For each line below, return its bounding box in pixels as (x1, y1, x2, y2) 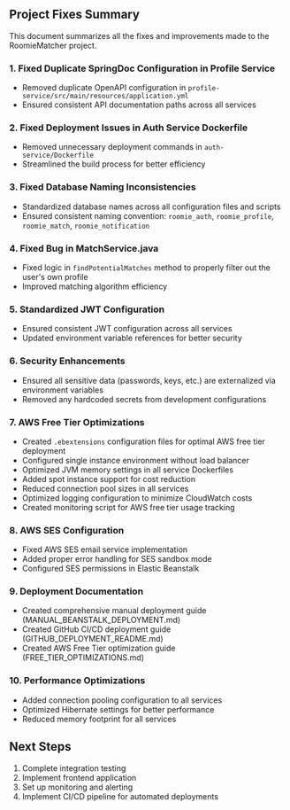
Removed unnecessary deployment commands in (21, 142, 203, 152)
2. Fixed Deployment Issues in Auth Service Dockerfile (9, 121, 248, 134)
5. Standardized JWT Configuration (9, 303, 165, 315)
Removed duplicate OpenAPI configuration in (21, 82, 187, 93)
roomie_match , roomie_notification (21, 220, 150, 230)
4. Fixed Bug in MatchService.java (9, 242, 159, 254)
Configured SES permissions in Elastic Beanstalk (21, 563, 200, 574)
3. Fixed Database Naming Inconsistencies (9, 181, 196, 193)
